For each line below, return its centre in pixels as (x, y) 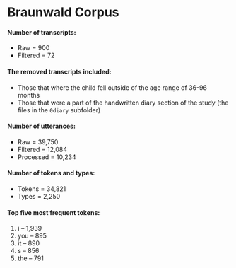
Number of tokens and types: (51, 173)
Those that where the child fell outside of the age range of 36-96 (112, 87)
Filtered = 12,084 (42, 149)
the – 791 (30, 258)
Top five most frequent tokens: (54, 212)
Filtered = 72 (36, 56)
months (29, 95)
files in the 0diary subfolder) (59, 110)
